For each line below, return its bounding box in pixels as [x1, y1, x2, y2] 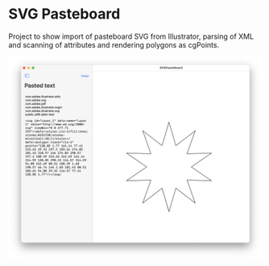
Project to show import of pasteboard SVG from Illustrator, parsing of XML [8, 31, 255, 41]
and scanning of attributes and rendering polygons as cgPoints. [8, 39, 220, 49]
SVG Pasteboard [8, 5, 121, 23]
